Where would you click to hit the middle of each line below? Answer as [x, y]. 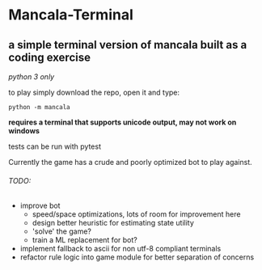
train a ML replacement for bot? [85, 240]
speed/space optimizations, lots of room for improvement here [136, 214]
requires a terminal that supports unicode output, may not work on [123, 122]
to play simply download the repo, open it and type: [94, 92]
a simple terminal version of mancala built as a [128, 45]
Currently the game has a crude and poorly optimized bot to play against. [130, 162]
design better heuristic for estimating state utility [113, 223]
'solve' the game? [61, 231]
